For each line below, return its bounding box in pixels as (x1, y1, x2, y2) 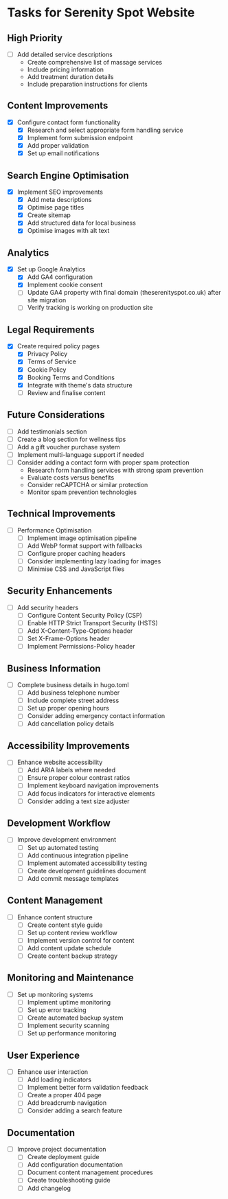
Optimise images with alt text (27, 227, 110, 235)
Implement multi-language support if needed (16, 450, 144, 458)
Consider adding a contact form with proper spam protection (16, 458, 190, 467)
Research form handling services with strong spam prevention (27, 466, 204, 474)
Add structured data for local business (27, 218, 136, 227)
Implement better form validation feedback (27, 1084, 149, 1092)
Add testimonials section (16, 427, 87, 436)
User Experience (7, 1049, 80, 1061)
